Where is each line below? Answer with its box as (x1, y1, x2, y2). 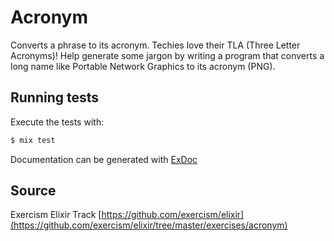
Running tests (10, 89, 100, 106)
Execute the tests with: (10, 116, 105, 128)
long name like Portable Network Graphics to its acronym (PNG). (10, 60, 276, 72)
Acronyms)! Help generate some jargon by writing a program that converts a (10, 49, 325, 61)
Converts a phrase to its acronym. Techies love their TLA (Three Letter (10, 39, 301, 51)
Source (10, 182, 57, 200)
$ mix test (10, 135, 56, 145)
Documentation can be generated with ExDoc (10, 153, 198, 165)
